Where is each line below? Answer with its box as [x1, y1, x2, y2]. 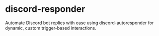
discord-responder [5, 3, 85, 15]
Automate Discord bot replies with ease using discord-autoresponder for [5, 20, 154, 26]
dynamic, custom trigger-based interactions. [5, 25, 96, 31]
